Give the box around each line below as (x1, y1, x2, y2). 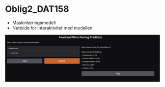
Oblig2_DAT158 (5, 3, 69, 15)
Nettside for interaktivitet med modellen (12, 25, 93, 30)
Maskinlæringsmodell (12, 20, 56, 26)
